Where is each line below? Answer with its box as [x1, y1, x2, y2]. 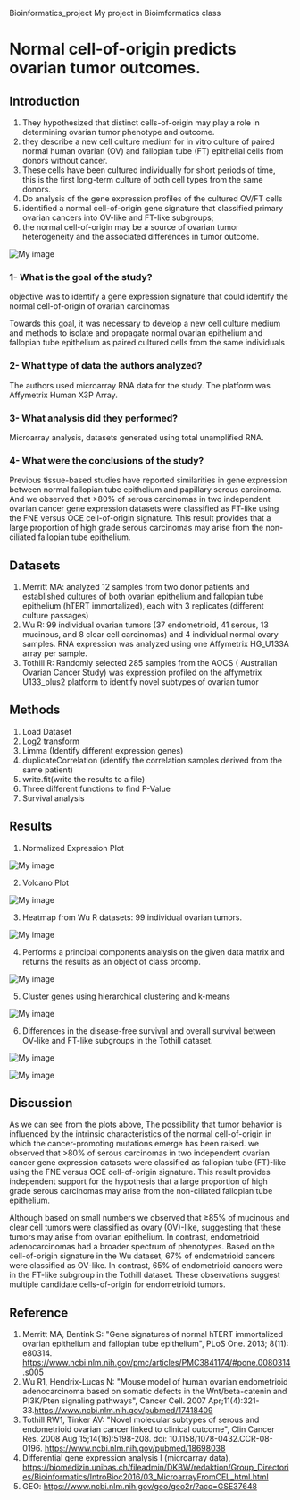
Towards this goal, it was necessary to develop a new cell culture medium [9, 318, 281, 329]
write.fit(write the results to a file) [21, 773, 146, 784]
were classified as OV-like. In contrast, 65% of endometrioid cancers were [9, 1260, 283, 1271]
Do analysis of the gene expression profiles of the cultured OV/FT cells [21, 193, 283, 204]
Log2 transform [21, 736, 80, 746]
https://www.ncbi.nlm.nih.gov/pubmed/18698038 [44, 1443, 226, 1453]
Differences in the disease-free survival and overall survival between [21, 1025, 276, 1036]
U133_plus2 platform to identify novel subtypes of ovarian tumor [21, 677, 259, 687]
